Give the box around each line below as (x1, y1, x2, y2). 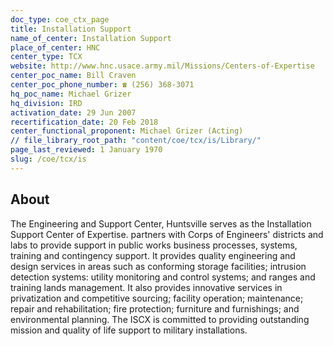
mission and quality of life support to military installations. (10, 324, 248, 336)
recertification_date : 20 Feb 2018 (10, 117, 159, 127)
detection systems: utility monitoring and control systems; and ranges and (10, 271, 316, 283)
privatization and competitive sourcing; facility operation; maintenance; (10, 292, 304, 304)
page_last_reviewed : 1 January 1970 (10, 145, 163, 155)
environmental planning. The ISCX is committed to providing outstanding (10, 313, 310, 325)
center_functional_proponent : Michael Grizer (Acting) (10, 126, 244, 136)
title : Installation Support (10, 24, 132, 34)
